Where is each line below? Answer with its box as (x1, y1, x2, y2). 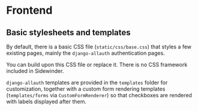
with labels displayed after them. (6, 98, 87, 105)
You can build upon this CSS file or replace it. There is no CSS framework (6, 61, 188, 68)
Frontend (6, 4, 53, 17)
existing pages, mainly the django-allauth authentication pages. (6, 50, 165, 57)
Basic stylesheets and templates (6, 27, 131, 38)
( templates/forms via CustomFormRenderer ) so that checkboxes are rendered (6, 92, 192, 98)
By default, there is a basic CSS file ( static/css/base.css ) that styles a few (6, 43, 192, 50)
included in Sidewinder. (6, 67, 64, 75)
